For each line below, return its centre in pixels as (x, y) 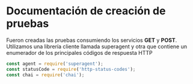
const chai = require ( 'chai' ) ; (45, 75)
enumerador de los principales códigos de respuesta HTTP (79, 52)
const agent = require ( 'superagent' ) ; (55, 64)
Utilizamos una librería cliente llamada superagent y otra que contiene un (97, 46)
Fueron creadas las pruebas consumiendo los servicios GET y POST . (92, 40)
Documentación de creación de (86, 11)
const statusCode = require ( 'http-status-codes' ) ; (71, 69)
